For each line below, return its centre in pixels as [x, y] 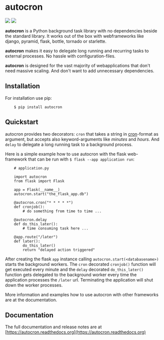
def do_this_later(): [36, 224]
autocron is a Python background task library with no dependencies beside [81, 30]
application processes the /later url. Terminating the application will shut [79, 280]
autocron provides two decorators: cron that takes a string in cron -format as [82, 134]
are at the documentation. [31, 300]
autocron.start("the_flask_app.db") [51, 194]
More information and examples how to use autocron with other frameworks [82, 294]
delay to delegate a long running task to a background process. [69, 144]
